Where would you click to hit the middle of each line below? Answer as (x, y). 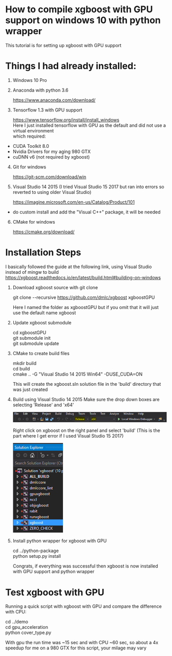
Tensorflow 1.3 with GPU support (48, 110)
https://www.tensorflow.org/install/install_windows (66, 120)
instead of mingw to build (32, 272)
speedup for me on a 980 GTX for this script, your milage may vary (76, 648)
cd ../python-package (36, 551)
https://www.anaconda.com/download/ (54, 100)
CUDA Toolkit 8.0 (31, 146)
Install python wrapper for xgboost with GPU (60, 541)
